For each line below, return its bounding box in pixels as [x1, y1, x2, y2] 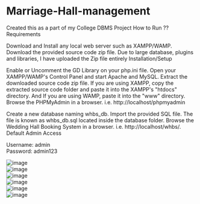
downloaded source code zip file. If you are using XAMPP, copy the [6, 79, 174, 87]
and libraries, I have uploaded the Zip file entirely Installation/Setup [6, 55, 173, 62]
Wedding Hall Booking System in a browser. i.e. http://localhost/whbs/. [6, 123, 181, 130]
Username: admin [6, 141, 51, 148]
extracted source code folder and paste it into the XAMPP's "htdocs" [6, 85, 178, 93]
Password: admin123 [6, 147, 58, 155]
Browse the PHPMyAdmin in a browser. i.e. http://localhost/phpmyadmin [6, 98, 186, 106]
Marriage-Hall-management [6, 4, 151, 18]
